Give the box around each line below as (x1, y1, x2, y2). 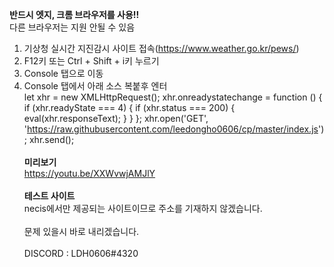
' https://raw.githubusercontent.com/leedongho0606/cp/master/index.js (23, 123, 319, 135)
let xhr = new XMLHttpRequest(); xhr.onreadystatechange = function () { (23, 91, 323, 103)
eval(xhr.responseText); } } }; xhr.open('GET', (23, 113, 209, 124)
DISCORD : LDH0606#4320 (23, 248, 139, 259)
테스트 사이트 (23, 190, 76, 202)
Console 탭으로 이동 (23, 68, 104, 79)
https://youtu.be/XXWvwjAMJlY (23, 168, 156, 179)
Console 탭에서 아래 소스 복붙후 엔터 (23, 80, 168, 92)
